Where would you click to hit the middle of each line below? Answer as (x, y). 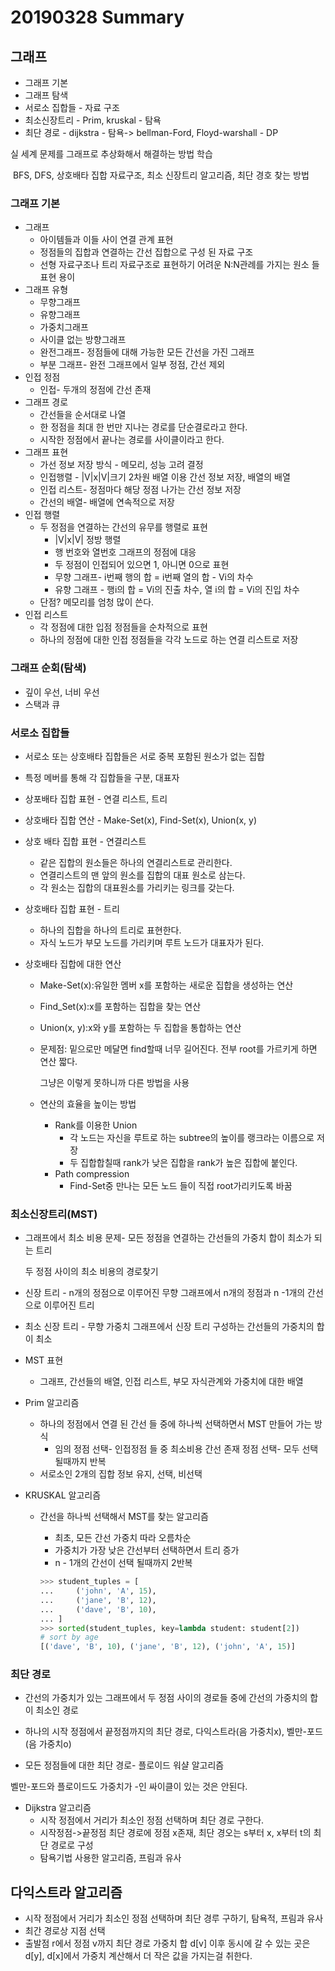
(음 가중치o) (48, 1744)
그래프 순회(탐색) (48, 668)
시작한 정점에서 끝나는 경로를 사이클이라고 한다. (132, 440)
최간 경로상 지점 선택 (65, 1931)
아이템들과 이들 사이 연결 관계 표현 (106, 240)
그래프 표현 (46, 452)
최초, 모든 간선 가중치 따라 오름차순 (123, 1538)
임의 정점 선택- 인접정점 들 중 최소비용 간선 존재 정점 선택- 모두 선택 (186, 1449)
